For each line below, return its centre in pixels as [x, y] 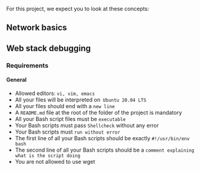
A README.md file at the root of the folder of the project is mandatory [98, 112]
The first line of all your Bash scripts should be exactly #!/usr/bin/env [102, 138]
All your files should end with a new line [65, 106]
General [17, 80]
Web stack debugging [49, 48]
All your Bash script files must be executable [70, 119]
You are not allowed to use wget [55, 161]
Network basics [37, 27]
